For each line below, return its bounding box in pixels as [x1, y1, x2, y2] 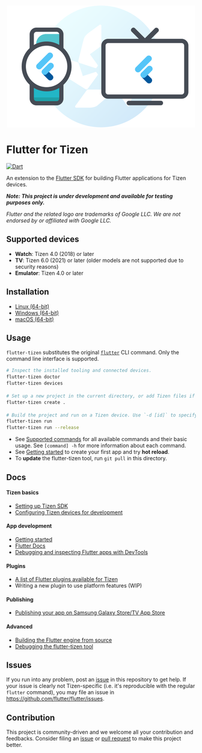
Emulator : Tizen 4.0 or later [14, 269, 84, 276]
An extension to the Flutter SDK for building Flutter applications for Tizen [6, 174, 186, 181]
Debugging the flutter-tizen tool [14, 642, 93, 650]
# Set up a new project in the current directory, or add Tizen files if [6, 393, 195, 399]
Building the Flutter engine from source [14, 636, 112, 644]
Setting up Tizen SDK [14, 502, 68, 510]
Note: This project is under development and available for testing [6, 192, 173, 200]
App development [6, 522, 52, 529]
